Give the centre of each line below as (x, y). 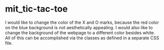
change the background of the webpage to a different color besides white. (80, 33)
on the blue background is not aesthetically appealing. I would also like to (79, 27)
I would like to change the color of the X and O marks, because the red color (82, 22)
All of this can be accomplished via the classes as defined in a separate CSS (82, 38)
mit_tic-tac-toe (36, 9)
